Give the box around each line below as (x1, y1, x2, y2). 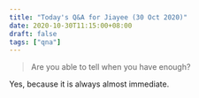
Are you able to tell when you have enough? (30, 62, 191, 72)
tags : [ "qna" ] (9, 37, 62, 47)
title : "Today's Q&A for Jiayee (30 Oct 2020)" (9, 12, 188, 22)
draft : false (9, 29, 57, 38)
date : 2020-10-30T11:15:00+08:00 (9, 21, 133, 30)
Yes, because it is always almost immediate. (9, 79, 170, 89)
